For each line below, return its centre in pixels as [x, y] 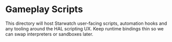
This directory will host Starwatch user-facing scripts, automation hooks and [86, 23]
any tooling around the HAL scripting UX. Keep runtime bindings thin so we [85, 28]
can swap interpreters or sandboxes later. [49, 34]
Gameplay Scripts [44, 9]
